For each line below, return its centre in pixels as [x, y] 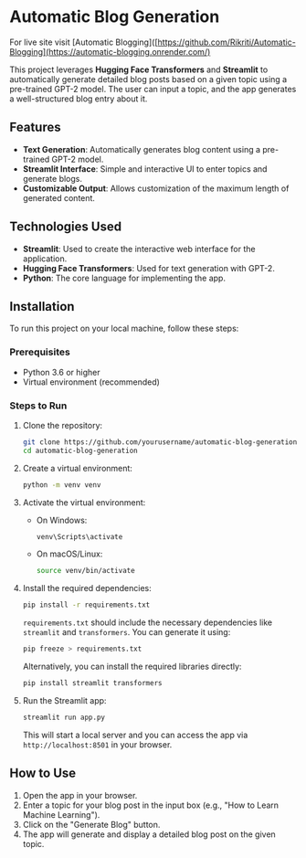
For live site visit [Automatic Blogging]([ [84, 42]
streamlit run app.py [63, 717]
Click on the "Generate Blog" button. [91, 824]
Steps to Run [38, 406]
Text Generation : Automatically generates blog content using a [142, 149]
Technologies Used [65, 227]
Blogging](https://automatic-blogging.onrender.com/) [110, 51]
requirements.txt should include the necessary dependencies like [147, 622]
